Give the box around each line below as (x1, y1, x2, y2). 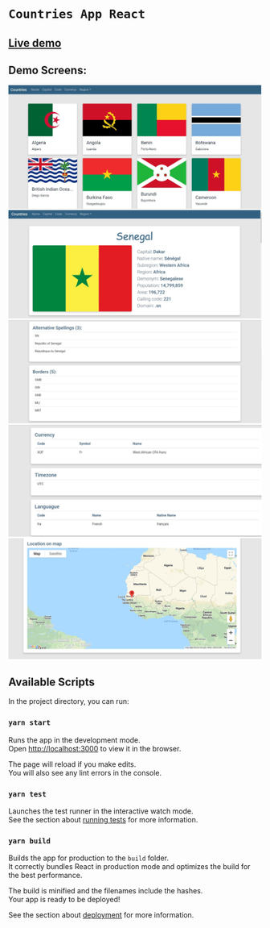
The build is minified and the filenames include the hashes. (8, 886, 203, 896)
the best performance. (8, 871, 83, 880)
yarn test (8, 789, 47, 798)
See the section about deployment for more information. (8, 910, 194, 920)
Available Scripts (8, 675, 95, 689)
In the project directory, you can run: (8, 697, 129, 706)
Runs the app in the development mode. (8, 734, 141, 745)
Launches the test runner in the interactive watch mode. (8, 806, 194, 816)
